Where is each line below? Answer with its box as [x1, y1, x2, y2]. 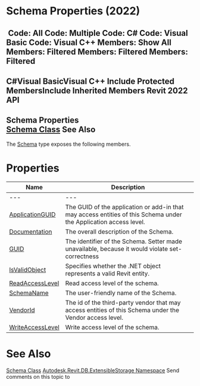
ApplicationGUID [9, 210, 56, 219]
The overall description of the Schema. [65, 227, 174, 235]
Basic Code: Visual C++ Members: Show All [6, 37, 171, 47]
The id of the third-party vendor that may [65, 298, 181, 307]
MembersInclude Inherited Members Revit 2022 [6, 85, 188, 96]
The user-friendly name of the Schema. [65, 289, 177, 297]
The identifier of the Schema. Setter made [65, 237, 183, 246]
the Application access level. [65, 217, 145, 226]
